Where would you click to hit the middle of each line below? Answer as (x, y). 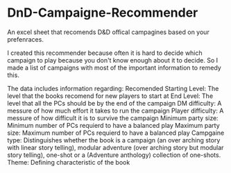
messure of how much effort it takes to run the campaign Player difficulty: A (115, 110)
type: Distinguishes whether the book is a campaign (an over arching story (114, 140)
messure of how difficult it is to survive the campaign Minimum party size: (113, 118)
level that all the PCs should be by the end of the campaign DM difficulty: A (114, 103)
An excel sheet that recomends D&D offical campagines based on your (108, 32)
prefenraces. (25, 39)
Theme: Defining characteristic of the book (69, 162)
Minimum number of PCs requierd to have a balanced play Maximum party (113, 125)
